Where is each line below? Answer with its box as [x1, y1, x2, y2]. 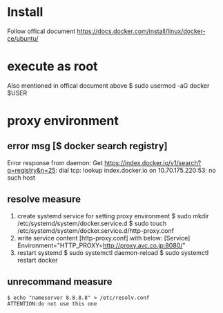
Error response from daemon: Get [7, 158, 104, 167]
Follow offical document [7, 27, 76, 35]
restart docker [17, 256, 58, 264]
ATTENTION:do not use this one [7, 300, 97, 307]
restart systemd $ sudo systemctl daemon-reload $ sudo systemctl [17, 248, 209, 256]
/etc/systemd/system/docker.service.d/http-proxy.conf [17, 226, 175, 235]
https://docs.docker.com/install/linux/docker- [77, 27, 206, 35]
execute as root [7, 59, 98, 75]
